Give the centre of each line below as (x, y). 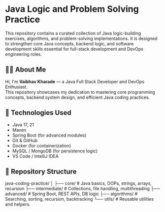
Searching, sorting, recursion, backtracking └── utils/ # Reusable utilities (80, 199)
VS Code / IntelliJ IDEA (35, 156)
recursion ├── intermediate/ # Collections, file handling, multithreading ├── (83, 189)
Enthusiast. (16, 87)
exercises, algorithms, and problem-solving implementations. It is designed (81, 38)
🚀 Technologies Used (38, 113)
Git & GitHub (25, 140)
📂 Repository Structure (41, 171)
